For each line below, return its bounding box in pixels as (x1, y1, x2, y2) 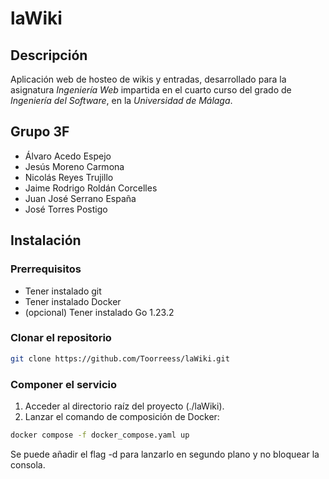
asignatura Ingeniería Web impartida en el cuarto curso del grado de (10, 84, 292, 96)
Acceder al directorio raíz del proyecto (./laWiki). (24, 400, 225, 412)
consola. (10, 458, 46, 471)
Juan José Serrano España (24, 192, 137, 204)
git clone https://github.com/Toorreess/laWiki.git (10, 353, 230, 364)
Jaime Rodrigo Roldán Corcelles (24, 182, 158, 194)
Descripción (10, 47, 88, 64)
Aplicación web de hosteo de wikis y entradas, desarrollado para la (10, 73, 287, 85)
